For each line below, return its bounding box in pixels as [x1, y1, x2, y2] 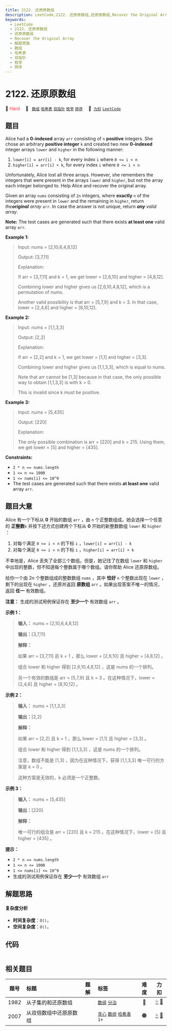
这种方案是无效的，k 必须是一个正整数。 [17, 774, 103, 781]
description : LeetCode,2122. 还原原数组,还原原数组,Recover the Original [5, 12, 158, 17]
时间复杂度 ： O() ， [12, 917, 52, 923]
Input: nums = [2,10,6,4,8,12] [17, 244, 77, 250]
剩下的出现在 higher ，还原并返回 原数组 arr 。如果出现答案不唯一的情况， [5, 581, 163, 587]
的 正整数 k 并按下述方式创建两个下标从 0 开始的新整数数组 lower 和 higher [5, 523, 161, 529]
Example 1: [5, 234, 29, 240]
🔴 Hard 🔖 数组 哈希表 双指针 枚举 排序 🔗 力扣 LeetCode [5, 105, 121, 112]
